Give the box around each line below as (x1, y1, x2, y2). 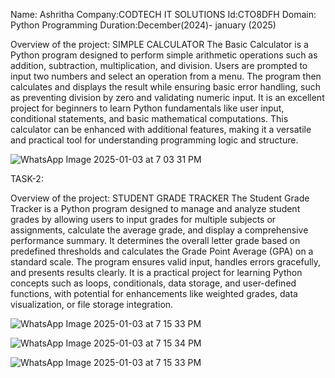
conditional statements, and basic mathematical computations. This (10, 113, 289, 124)
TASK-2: (10, 173, 44, 184)
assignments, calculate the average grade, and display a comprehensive (10, 224, 309, 236)
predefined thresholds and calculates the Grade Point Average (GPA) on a (10, 245, 314, 257)
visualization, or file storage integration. (10, 299, 174, 310)
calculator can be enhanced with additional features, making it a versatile (10, 124, 312, 135)
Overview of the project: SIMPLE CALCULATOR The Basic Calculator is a (10, 39, 309, 50)
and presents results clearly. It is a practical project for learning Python (10, 267, 303, 278)
